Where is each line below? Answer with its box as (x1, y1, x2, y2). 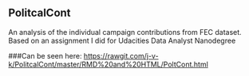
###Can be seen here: (8, 51, 82, 60)
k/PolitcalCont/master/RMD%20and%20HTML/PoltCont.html (8, 59, 209, 69)
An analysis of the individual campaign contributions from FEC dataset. (8, 27, 242, 36)
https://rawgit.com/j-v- (83, 51, 159, 60)
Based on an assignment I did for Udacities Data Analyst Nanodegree (8, 36, 236, 45)
